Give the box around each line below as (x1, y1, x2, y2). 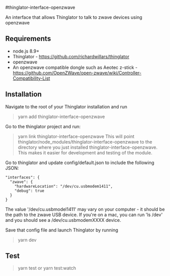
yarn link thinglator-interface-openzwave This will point (17, 133, 135, 140)
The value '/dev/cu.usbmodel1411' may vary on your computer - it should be (5, 206, 165, 212)
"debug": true (14, 188, 44, 193)
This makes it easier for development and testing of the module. (17, 149, 153, 155)
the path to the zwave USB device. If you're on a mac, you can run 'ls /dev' (5, 212, 163, 218)
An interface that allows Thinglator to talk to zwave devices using (5, 14, 142, 20)
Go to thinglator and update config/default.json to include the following (5, 159, 155, 166)
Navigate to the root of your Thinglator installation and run (5, 103, 128, 109)
